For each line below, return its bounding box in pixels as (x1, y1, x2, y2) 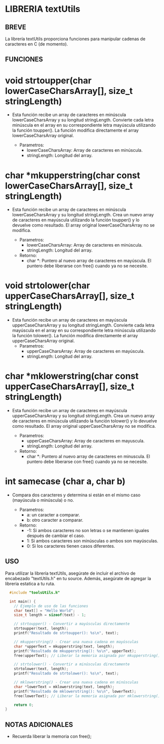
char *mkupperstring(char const (5, 170, 141, 181)
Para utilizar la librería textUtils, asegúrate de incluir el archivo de (5, 570, 136, 576)
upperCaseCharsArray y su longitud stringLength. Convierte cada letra (12, 322, 155, 328)
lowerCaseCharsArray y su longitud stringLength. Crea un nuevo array (12, 212, 154, 218)
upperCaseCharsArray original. (12, 338, 75, 344)
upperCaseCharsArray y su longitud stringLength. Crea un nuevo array (12, 413, 155, 419)
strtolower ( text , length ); (14, 667, 69, 672)
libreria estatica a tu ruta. (5, 581, 55, 586)
